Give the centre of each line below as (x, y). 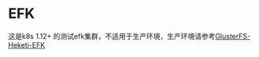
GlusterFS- (233, 36)
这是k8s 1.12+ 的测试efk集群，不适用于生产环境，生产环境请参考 (112, 36)
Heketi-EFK (27, 45)
